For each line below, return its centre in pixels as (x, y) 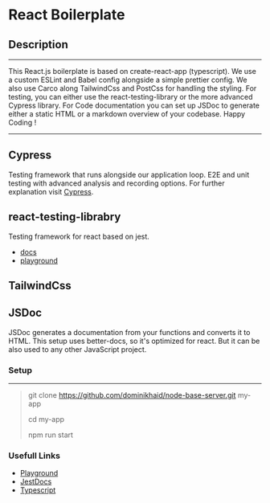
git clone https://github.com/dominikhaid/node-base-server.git (132, 395)
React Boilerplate (67, 15)
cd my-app (46, 419)
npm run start (51, 435)
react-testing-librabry (65, 217)
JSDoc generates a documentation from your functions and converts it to (129, 332)
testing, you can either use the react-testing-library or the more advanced (131, 97)
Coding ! (22, 123)
